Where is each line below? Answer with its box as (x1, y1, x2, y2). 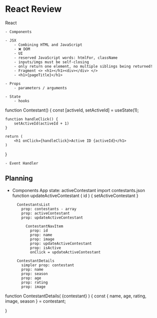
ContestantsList (17, 202, 50, 207)
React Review (5, 3, 62, 15)
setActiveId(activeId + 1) (14, 121, 69, 126)
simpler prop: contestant (21, 263, 75, 268)
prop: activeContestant (21, 211, 70, 216)
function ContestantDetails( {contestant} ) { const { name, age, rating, (5, 293, 147, 299)
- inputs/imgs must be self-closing (14, 59, 90, 65)
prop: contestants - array (21, 206, 77, 211)
